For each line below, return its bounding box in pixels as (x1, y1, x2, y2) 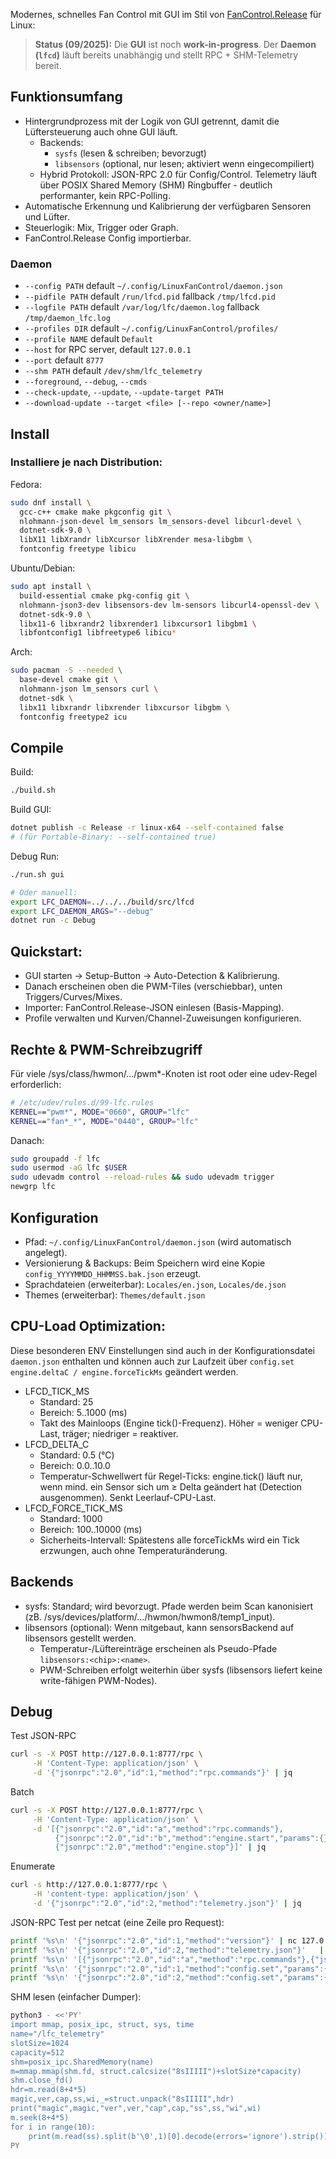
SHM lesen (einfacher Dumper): (10, 1991, 142, 2003)
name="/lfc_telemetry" (10, 2029, 105, 2039)
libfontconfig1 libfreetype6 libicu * (19, 628, 177, 638)
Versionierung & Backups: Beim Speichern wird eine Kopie (24, 1257, 266, 1269)
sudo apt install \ (10, 582, 92, 592)
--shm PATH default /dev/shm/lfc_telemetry (24, 365, 203, 377)
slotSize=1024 (10, 2038, 70, 2048)
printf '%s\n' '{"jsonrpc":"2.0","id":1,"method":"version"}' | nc (10, 1935, 298, 1946)
